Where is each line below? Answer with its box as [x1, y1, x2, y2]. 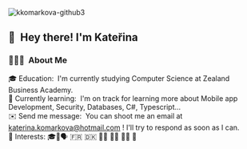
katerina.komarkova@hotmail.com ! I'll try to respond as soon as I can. [8, 123, 240, 132]
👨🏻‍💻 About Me [8, 54, 68, 66]
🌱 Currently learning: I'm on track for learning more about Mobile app [8, 93, 238, 103]
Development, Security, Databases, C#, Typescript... [8, 102, 181, 111]
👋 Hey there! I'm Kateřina [8, 30, 138, 44]
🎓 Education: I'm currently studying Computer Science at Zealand [8, 73, 230, 83]
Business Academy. [8, 85, 74, 95]
